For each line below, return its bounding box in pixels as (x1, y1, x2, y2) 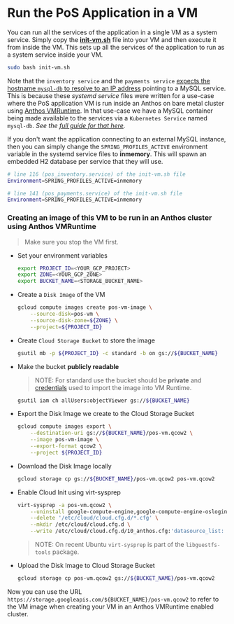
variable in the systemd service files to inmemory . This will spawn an (7, 149, 207, 158)
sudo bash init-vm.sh (7, 64, 71, 71)
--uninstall (30, 508, 65, 515)
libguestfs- (185, 541, 221, 549)
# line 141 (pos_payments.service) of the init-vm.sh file (7, 190, 183, 197)
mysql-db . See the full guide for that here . (7, 121, 126, 130)
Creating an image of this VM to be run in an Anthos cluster (7, 213, 212, 223)
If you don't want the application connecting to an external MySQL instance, (7, 134, 226, 143)
